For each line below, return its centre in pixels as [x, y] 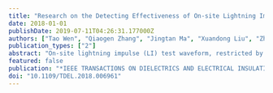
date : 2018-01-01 [38, 23]
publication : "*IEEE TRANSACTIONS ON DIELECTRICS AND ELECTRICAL [121, 69]
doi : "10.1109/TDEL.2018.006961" [65, 76]
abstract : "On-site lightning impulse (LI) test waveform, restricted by [136, 53]
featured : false [36, 61]
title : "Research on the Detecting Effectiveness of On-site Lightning [132, 16]
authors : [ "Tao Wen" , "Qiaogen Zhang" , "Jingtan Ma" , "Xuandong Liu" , [130, 38]
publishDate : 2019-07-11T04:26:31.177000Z [81, 31]
